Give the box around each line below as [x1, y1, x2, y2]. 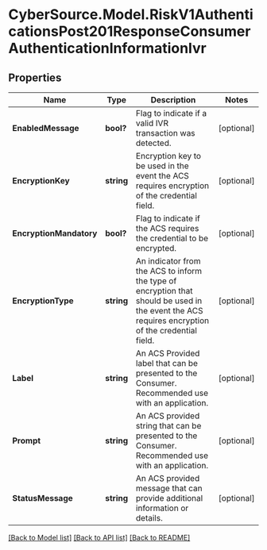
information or [135, 502, 189, 513]
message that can [135, 483, 203, 494]
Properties [8, 71, 62, 84]
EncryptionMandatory [12, 228, 98, 239]
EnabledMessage [12, 123, 79, 133]
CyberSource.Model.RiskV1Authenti [8, 6, 254, 24]
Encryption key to [135, 151, 201, 161]
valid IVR [135, 117, 169, 129]
